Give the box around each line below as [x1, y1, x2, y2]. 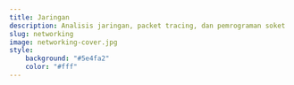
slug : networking [9, 29, 74, 38]
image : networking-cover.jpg [9, 37, 118, 47]
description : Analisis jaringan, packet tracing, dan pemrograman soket [9, 21, 286, 30]
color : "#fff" [25, 63, 78, 72]
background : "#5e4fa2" [25, 54, 110, 63]
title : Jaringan [9, 12, 70, 22]
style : [9, 46, 34, 55]
